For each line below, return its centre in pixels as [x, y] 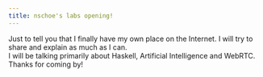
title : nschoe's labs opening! [61, 16]
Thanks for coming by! [46, 64]
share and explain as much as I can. [68, 47]
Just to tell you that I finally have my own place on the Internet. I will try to [131, 38]
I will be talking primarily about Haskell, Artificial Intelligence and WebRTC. [132, 55]
